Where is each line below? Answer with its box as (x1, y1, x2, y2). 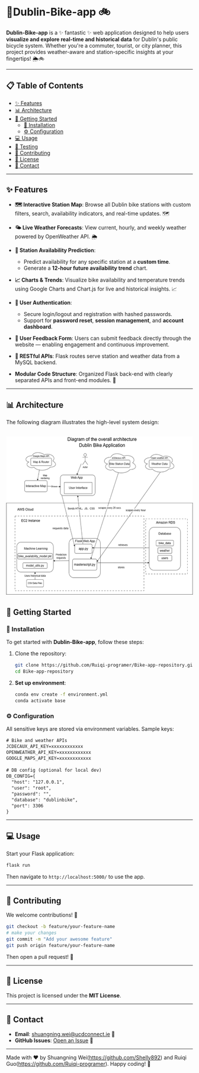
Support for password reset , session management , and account (23, 317, 184, 324)
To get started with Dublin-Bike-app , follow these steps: (6, 639, 144, 646)
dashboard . (23, 323, 53, 330)
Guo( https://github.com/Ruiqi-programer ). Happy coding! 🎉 (6, 1060, 151, 1067)
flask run (6, 862, 31, 868)
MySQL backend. (14, 358, 57, 366)
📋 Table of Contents (6, 81, 84, 91)
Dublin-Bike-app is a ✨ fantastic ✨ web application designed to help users (6, 29, 190, 36)
